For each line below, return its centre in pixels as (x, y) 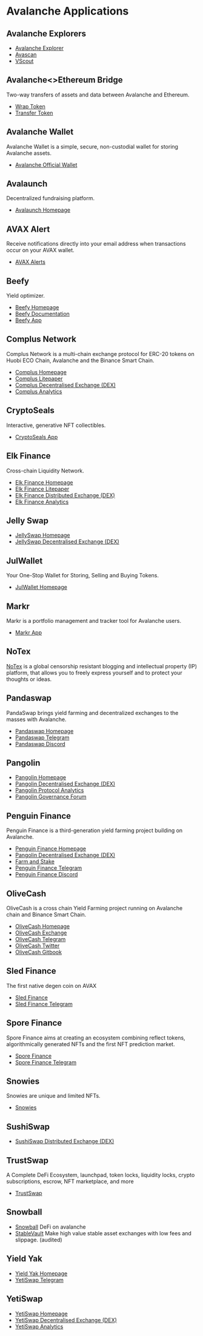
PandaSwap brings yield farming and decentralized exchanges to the (92, 713)
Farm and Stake (35, 862)
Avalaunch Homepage (43, 210)
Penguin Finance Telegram (48, 868)
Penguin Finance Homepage (51, 849)
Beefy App (28, 320)
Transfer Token (34, 113)
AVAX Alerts (30, 262)
